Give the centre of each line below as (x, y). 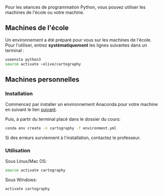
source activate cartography (35, 170)
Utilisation (18, 150)
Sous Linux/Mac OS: (26, 161)
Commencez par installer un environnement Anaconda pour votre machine (81, 104)
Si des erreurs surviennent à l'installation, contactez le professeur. (73, 138)
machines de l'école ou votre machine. (45, 12)
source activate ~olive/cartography (43, 64)
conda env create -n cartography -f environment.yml (61, 128)
